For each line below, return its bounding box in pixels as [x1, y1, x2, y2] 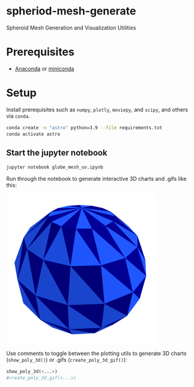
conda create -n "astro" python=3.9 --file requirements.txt [6, 124, 163, 130]
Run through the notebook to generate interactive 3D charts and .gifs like [6, 175, 187, 183]
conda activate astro [6, 131, 61, 137]
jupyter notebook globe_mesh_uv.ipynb [6, 164, 103, 171]
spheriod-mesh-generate [6, 4, 136, 18]
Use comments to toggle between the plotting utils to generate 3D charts [6, 350, 187, 357]
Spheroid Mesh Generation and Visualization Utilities [6, 24, 136, 31]
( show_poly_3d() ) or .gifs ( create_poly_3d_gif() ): [6, 356, 127, 364]
